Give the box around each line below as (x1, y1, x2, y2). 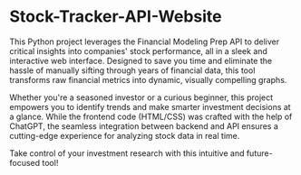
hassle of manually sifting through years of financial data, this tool (9, 65, 256, 76)
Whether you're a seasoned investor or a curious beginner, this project (9, 92, 274, 103)
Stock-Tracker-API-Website (9, 6, 222, 27)
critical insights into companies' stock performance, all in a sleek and (9, 45, 267, 56)
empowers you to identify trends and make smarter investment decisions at (9, 101, 292, 112)
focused (9, 157, 41, 168)
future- (246, 147, 274, 159)
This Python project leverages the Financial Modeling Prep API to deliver (9, 36, 280, 47)
